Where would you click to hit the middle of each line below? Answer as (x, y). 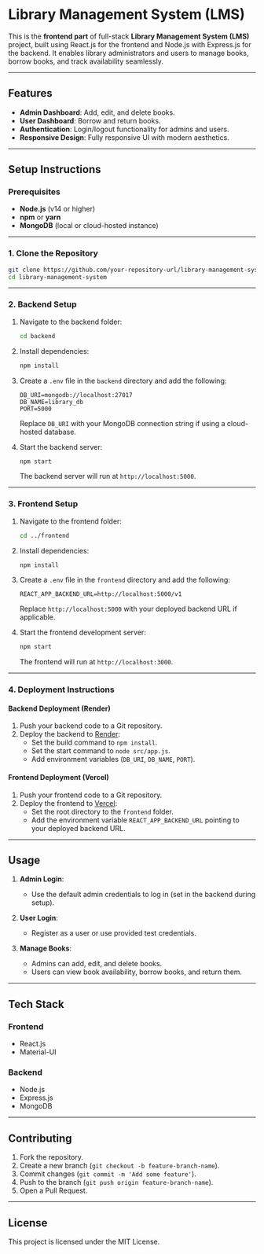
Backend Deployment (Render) (60, 708)
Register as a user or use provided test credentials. (114, 933)
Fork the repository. (51, 1157)
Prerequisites (34, 192)
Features (30, 93)
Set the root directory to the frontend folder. (103, 811)
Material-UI (38, 1052)
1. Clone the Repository (53, 253)
